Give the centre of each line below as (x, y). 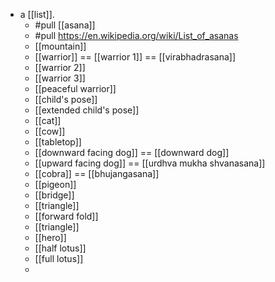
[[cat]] (48, 120)
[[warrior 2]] (60, 67)
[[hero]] (50, 237)
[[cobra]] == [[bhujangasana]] (97, 173)
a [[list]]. (37, 14)
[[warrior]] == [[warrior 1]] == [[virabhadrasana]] (135, 57)
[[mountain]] (60, 46)
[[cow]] (50, 131)
